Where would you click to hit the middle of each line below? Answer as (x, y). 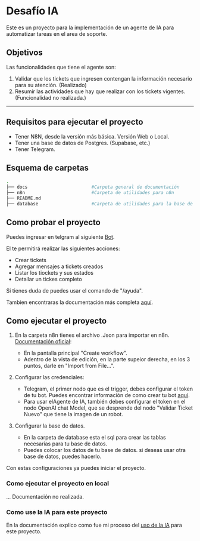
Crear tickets (30, 260)
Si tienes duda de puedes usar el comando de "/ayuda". (74, 290)
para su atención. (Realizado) (51, 85)
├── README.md (24, 198)
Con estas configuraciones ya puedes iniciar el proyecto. (76, 468)
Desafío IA (32, 11)
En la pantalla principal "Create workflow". (76, 353)
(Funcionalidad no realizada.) (50, 97)
